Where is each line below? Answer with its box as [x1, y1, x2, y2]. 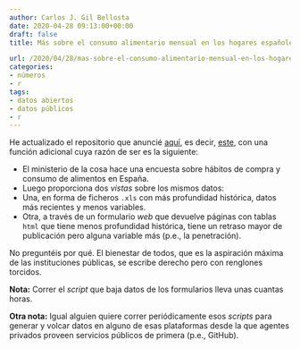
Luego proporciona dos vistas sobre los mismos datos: [21, 183, 225, 193]
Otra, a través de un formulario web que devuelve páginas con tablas [21, 211, 277, 222]
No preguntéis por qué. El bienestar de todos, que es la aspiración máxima [9, 248, 284, 259]
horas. [9, 294, 33, 304]
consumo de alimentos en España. [21, 174, 149, 184]
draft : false [9, 30, 58, 38]
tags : [9, 87, 29, 97]
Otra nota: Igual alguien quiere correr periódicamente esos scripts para [9, 311, 272, 322]
